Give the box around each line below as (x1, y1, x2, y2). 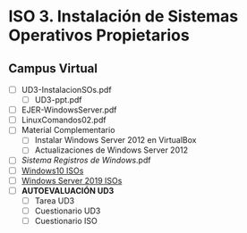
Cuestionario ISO (34, 215, 98, 226)
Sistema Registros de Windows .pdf (21, 154, 151, 166)
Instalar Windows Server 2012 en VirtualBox (34, 135, 197, 146)
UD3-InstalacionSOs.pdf (21, 85, 113, 95)
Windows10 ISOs (21, 165, 84, 176)
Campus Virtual (8, 61, 98, 76)
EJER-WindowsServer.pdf (21, 104, 117, 115)
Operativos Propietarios (8, 25, 190, 46)
